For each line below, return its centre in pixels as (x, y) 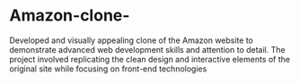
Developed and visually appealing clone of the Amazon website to (132, 40)
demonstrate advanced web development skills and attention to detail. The (147, 49)
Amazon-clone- (70, 16)
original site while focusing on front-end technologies (108, 69)
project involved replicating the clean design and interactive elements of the (150, 59)
